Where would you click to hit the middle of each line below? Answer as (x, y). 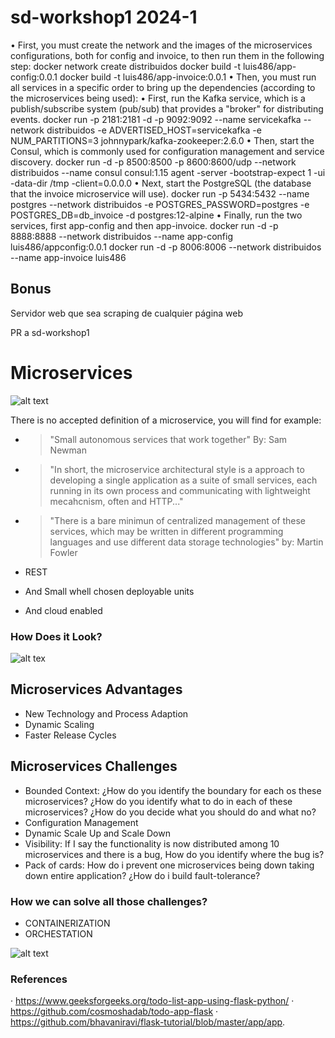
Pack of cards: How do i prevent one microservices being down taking (169, 865)
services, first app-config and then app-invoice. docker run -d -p (144, 225)
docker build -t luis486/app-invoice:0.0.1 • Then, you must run (188, 77)
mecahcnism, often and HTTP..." (116, 501)
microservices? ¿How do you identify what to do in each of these (158, 801)
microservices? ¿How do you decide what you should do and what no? (170, 812)
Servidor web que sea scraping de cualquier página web (127, 313)
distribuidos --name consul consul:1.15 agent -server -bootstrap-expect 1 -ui (168, 172)
